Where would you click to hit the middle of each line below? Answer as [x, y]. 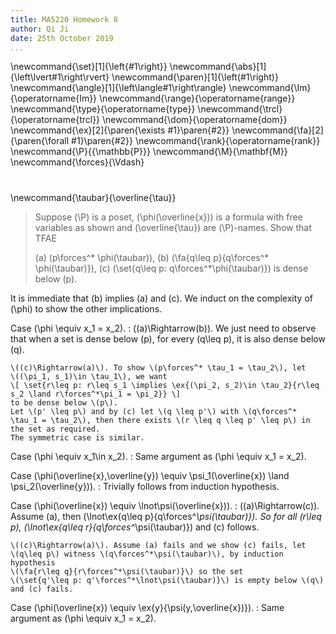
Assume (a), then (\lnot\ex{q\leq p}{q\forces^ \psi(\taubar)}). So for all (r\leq [166, 516]
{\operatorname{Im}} [54, 98]
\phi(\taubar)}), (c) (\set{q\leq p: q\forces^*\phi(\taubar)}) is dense [171, 268]
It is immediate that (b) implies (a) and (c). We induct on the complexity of [161, 298]
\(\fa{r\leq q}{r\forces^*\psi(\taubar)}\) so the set [127, 571]
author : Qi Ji [40, 29]
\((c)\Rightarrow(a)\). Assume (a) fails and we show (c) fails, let [158, 545]
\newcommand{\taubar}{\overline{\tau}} [93, 197]
